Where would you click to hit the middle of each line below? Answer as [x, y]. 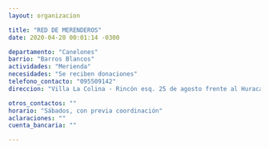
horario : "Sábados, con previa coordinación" [85, 111]
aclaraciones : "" [37, 118]
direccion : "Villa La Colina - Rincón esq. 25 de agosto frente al [123, 88]
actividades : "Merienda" [50, 67]
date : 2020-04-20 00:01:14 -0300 [64, 37]
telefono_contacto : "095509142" [62, 81]
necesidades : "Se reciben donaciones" [73, 74]
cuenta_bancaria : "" [43, 125]
